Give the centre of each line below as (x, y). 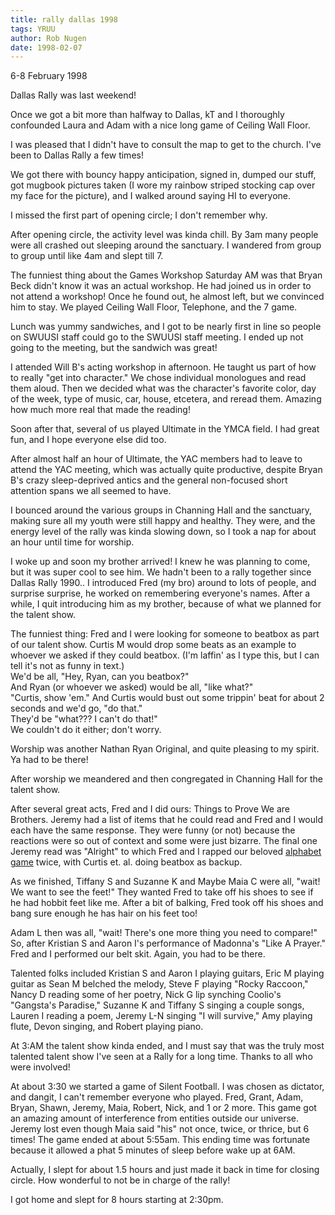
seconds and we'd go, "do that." (76, 708)
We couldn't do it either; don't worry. (86, 730)
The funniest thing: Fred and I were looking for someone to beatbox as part (165, 634)
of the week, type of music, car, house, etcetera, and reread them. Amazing (166, 399)
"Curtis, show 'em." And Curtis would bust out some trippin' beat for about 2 (167, 698)
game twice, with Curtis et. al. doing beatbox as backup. (126, 862)
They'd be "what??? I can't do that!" (84, 719)
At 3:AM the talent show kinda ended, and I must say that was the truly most (167, 1046)
